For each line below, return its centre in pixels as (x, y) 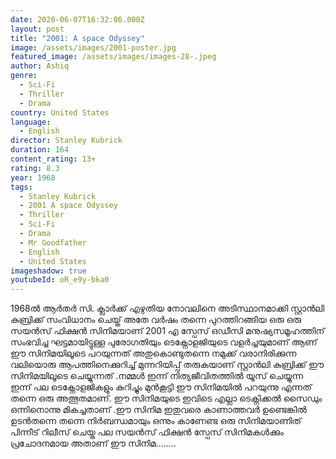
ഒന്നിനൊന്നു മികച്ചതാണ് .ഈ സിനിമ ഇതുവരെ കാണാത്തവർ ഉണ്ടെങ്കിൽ (158, 410)
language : (31, 122)
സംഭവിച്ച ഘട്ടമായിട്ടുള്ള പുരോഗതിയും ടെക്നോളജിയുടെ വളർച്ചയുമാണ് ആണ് (164, 342)
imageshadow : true (48, 271)
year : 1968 (33, 177)
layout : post (37, 29)
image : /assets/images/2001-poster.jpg (93, 47)
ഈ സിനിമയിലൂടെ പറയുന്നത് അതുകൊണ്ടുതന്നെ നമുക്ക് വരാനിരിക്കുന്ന (153, 353)
